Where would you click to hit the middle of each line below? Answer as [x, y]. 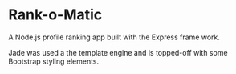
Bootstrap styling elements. [54, 61]
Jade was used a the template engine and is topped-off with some [118, 52]
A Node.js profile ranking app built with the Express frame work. [114, 37]
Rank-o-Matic [55, 15]
